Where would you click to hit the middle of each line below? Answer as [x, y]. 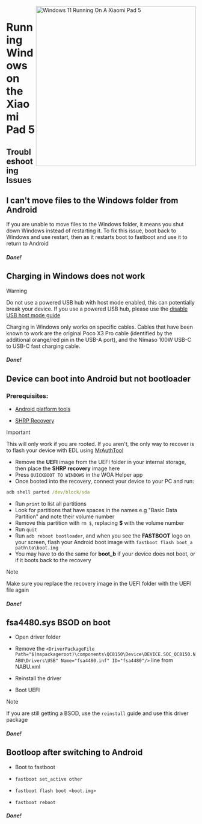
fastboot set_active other [49, 779]
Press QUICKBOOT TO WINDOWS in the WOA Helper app [79, 475]
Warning [17, 291]
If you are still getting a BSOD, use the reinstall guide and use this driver [97, 713]
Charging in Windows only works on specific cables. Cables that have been [100, 327]
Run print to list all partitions [51, 503]
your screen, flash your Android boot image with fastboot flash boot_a [104, 542]
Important [18, 432]
